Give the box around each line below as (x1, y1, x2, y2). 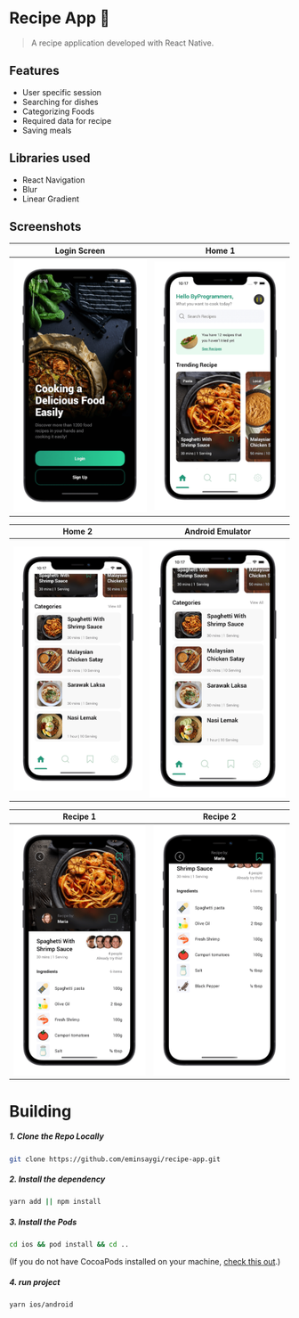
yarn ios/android (9, 1300, 74, 1309)
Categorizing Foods (21, 106, 95, 117)
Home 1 (205, 245, 236, 256)
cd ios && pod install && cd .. (9, 1240, 129, 1249)
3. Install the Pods (9, 1216, 77, 1227)
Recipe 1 (62, 811, 96, 823)
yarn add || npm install (9, 1198, 101, 1207)
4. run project (9, 1276, 61, 1287)
